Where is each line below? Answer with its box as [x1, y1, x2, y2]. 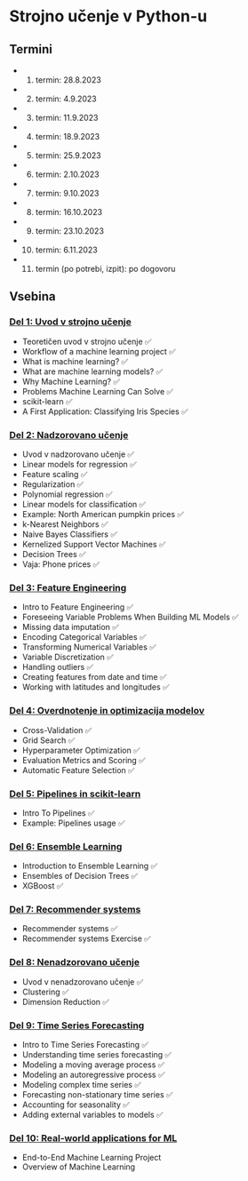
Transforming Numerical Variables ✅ [21, 642, 157, 652]
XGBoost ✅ [21, 881, 64, 891]
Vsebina [9, 289, 56, 304]
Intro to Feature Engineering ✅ [21, 602, 134, 612]
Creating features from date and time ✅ [21, 672, 167, 682]
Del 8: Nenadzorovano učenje [9, 956, 140, 969]
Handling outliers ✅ [21, 662, 94, 673]
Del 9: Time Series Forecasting [9, 1019, 145, 1032]
